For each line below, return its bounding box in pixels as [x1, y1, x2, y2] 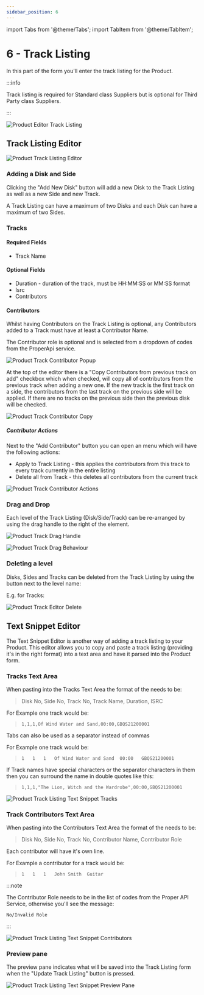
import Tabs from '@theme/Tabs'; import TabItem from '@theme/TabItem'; [6, 26, 194, 33]
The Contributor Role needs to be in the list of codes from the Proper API [6, 894, 189, 901]
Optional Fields [6, 266, 46, 274]
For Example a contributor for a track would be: [6, 860, 125, 867]
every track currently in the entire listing [15, 467, 116, 474]
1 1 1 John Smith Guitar [21, 871, 104, 877]
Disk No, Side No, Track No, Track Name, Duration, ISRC [21, 697, 163, 704]
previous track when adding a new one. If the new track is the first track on [6, 381, 195, 389]
